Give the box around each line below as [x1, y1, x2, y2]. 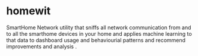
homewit [6, 4, 51, 18]
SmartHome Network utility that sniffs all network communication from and [6, 24, 191, 31]
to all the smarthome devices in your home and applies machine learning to [6, 30, 192, 37]
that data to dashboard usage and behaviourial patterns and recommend [6, 36, 186, 43]
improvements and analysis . [6, 43, 77, 50]
